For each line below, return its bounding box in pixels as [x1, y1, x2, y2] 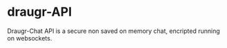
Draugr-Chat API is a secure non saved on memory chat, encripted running [7, 27, 221, 35]
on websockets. [7, 34, 52, 42]
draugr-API [7, 4, 72, 20]
